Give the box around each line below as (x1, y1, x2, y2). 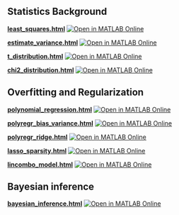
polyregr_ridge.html (7, 133, 68, 141)
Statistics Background (7, 6, 108, 18)
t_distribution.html (7, 52, 64, 60)
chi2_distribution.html (7, 65, 74, 74)
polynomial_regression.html (7, 105, 93, 114)
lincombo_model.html (7, 160, 73, 169)
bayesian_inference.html (7, 199, 83, 208)
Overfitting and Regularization (7, 87, 144, 99)
